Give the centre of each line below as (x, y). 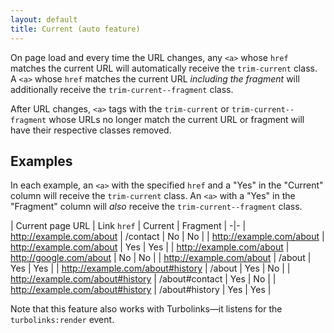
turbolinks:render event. (62, 320)
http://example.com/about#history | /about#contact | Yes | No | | (143, 279)
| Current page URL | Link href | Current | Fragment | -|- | (128, 226)
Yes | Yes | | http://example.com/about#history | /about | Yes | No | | (150, 268)
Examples (41, 161)
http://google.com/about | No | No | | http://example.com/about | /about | (161, 258)
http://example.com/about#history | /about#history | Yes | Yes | (141, 290)
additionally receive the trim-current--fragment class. (122, 89)
